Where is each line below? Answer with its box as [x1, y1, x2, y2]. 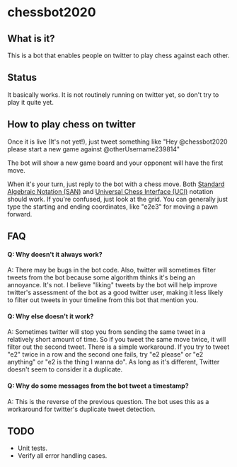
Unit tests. [17, 444, 48, 453]
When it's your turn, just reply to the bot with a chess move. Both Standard [7, 180, 225, 188]
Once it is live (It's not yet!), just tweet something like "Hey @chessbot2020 [7, 137, 228, 146]
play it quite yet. [7, 98, 54, 106]
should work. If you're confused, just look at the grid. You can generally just [7, 195, 229, 203]
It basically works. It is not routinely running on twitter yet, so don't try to [7, 90, 219, 99]
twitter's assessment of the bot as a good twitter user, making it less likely [7, 288, 224, 297]
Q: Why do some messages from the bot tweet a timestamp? [7, 381, 189, 390]
